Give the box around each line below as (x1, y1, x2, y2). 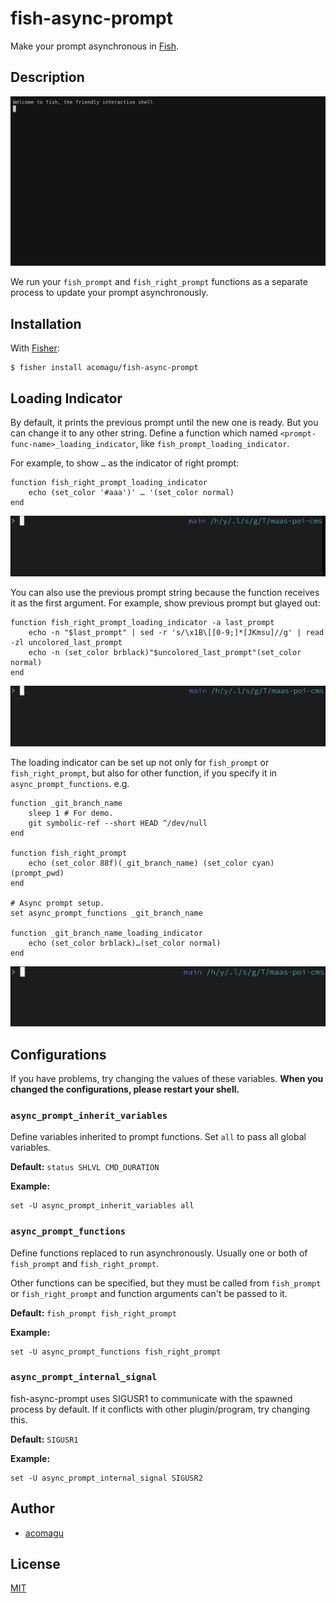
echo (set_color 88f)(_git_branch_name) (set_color (28, 858, 248, 868)
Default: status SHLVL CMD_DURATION (10, 1161, 160, 1173)
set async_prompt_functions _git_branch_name (10, 908, 203, 918)
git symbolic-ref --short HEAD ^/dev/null (28, 818, 208, 828)
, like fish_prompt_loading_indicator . (135, 438, 290, 450)
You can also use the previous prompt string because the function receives (10, 586, 320, 598)
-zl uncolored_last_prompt (10, 637, 123, 647)
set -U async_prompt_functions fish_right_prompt (10, 1347, 222, 1357)
